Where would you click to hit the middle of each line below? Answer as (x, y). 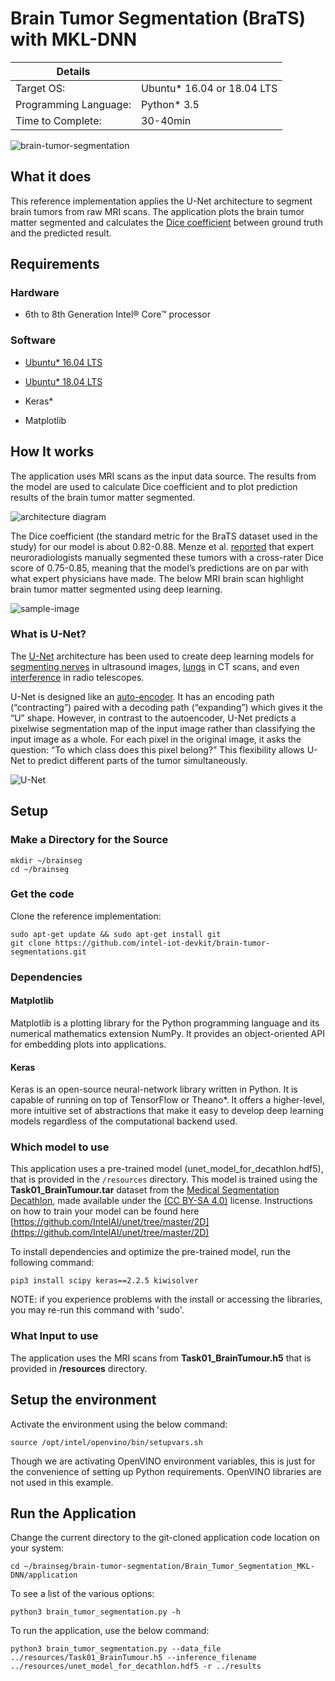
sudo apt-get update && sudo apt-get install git (116, 934)
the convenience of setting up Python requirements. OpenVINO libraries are (166, 1471)
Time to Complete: (58, 120)
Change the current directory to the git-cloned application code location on (165, 1538)
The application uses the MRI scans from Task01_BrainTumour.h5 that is (161, 1358)
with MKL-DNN (73, 39)
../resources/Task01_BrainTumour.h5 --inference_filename (133, 1658)
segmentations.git (48, 952)
